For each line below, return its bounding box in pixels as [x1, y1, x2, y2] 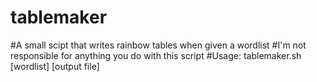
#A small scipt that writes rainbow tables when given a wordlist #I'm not [10, 39, 307, 51]
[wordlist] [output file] [10, 60, 100, 72]
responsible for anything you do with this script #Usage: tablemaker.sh [10, 49, 302, 61]
